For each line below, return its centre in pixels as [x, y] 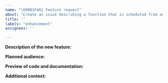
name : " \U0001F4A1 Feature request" [43, 10]
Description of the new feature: [38, 47]
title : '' [15, 19]
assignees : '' [20, 28]
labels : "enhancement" [29, 24]
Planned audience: [25, 57]
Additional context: [25, 76]
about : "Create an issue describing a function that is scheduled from [81, 14]
